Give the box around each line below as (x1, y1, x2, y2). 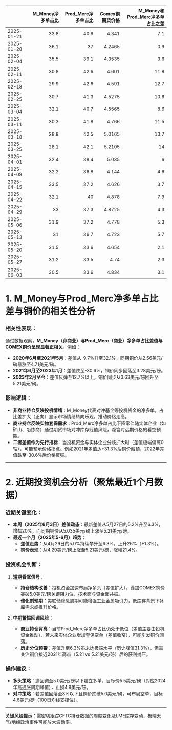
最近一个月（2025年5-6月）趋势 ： (12, 534, 86, 540)
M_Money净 (32, 11, 59, 17)
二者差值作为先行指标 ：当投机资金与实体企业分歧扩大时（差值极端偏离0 (12, 439, 164, 445)
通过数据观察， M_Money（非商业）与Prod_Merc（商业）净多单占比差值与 (5, 338, 163, 344)
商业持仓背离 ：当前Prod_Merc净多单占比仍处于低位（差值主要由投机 (20, 625, 165, 632)
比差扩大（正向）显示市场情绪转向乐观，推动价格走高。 (12, 413, 130, 419)
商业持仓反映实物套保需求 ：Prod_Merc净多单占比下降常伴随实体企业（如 (12, 420, 166, 426)
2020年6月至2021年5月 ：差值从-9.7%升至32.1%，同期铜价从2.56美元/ (12, 355, 163, 361)
